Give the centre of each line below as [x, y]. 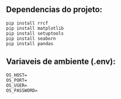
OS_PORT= [17, 80]
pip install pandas [30, 43]
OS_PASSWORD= [22, 90]
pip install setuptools [35, 33]
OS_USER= [17, 85]
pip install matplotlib [35, 28]
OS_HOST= [17, 75]
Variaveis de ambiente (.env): [61, 62]
